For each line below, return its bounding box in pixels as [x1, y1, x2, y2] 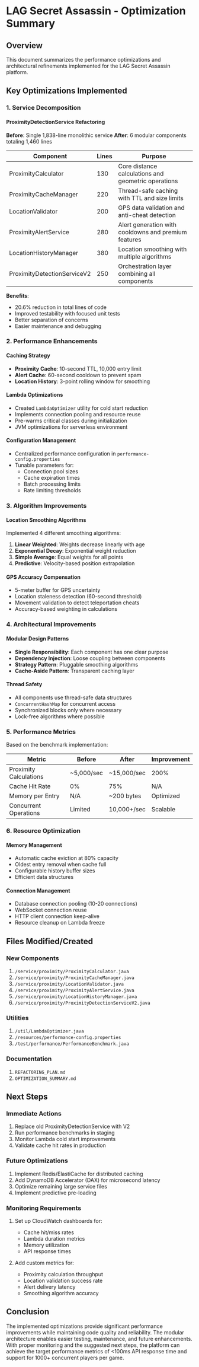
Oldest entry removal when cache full [14, 861, 107, 868]
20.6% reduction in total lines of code [14, 304, 107, 311]
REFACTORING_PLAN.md [14, 1069, 66, 1075]
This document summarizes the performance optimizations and [6, 56, 161, 63]
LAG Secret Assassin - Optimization [6, 4, 186, 18]
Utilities [6, 1014, 29, 1022]
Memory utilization [23, 1241, 69, 1248]
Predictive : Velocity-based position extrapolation [14, 560, 135, 567]
